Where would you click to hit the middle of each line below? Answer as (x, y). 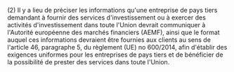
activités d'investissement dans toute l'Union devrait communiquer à (106, 25)
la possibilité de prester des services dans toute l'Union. (89, 62)
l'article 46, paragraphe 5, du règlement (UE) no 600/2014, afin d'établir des (117, 47)
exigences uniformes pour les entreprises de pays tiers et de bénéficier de (115, 55)
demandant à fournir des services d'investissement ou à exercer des (106, 17)
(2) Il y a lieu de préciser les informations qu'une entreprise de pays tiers (112, 10)
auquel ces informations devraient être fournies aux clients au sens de (109, 40)
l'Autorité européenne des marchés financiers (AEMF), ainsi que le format (113, 32)
